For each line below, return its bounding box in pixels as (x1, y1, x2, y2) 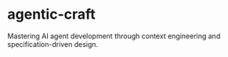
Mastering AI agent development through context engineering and (7, 31, 221, 41)
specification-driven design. (7, 39, 99, 48)
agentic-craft (7, 5, 96, 23)
